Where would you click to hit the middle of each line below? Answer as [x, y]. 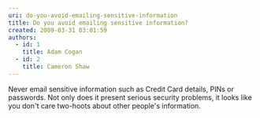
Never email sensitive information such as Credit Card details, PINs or [121, 89]
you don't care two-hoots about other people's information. [104, 105]
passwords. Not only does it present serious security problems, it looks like [130, 97]
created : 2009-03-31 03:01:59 [58, 30]
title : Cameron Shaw [56, 67]
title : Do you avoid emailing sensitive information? [98, 23]
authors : [22, 37]
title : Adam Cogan [52, 52]
